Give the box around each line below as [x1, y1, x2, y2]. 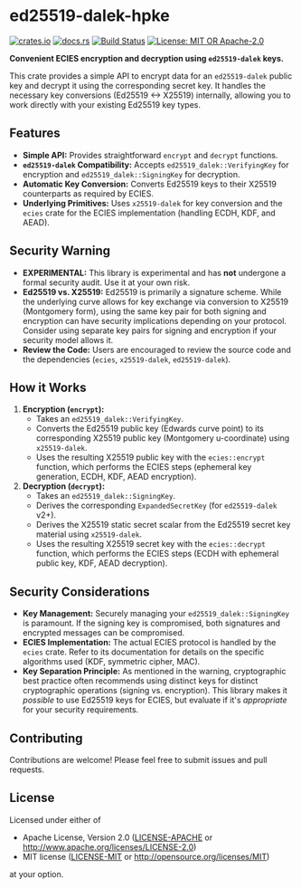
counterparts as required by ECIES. [22, 187, 154, 199]
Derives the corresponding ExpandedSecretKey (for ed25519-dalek [35, 500, 277, 511]
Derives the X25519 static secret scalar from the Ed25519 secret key [35, 520, 291, 530]
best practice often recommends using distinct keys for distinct [22, 675, 259, 686]
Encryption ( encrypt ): [22, 404, 105, 415]
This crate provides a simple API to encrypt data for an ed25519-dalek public [9, 70, 293, 81]
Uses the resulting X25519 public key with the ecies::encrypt [35, 452, 266, 463]
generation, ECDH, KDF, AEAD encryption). [35, 472, 197, 482]
